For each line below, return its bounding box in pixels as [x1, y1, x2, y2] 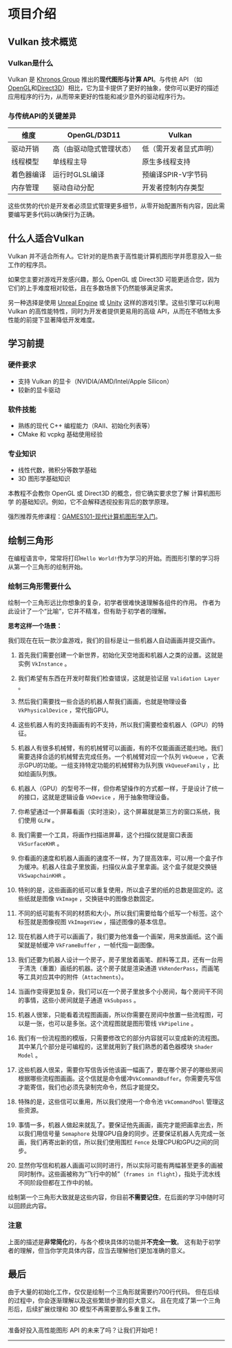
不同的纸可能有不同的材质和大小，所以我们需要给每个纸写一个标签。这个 [17, 909, 223, 918]
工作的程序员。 [8, 260, 50, 268]
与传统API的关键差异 [8, 111, 76, 120]
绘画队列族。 [23, 770, 61, 778]
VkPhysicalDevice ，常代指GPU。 [17, 706, 113, 715]
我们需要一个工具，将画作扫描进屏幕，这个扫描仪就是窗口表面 [17, 831, 193, 839]
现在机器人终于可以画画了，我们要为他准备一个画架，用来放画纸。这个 [17, 932, 218, 940]
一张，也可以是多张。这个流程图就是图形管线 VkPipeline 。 [30, 1020, 198, 1028]
